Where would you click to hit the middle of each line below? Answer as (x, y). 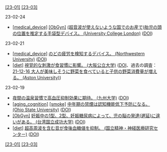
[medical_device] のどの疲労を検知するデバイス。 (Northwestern (79, 54)
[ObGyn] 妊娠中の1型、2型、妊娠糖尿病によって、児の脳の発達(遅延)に (84, 116)
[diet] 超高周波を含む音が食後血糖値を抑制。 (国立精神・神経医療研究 (83, 128)
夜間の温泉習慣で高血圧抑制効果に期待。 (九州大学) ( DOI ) (71, 98)
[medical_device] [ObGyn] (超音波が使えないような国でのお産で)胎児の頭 (87, 27)
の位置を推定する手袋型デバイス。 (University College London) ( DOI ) (83, 33)
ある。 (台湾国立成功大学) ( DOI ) (53, 122)
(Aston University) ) (42, 77)
